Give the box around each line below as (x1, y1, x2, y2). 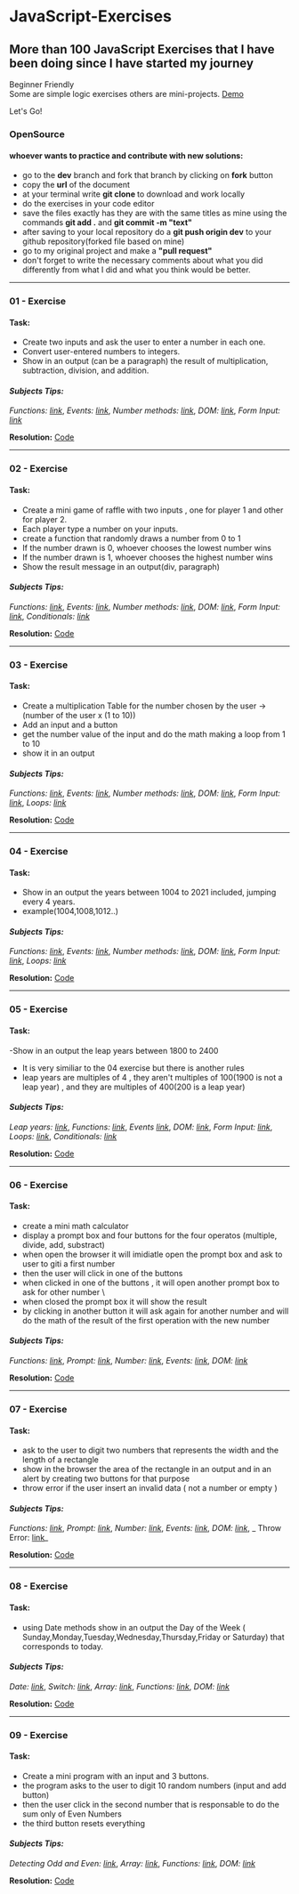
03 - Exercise (9, 659, 69, 671)
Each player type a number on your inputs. (21, 523, 179, 534)
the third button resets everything (21, 1817, 145, 1828)
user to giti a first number (21, 1258, 116, 1269)
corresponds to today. (21, 1640, 104, 1652)
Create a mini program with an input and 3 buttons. (21, 1770, 209, 1781)
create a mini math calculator (21, 1220, 129, 1231)
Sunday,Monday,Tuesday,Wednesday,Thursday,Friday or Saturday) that (21, 1631, 285, 1642)
